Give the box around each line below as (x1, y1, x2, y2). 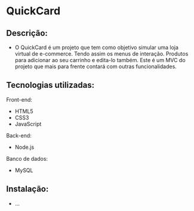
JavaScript (14, 120, 42, 127)
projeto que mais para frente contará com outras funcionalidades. (14, 63, 177, 70)
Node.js (14, 143, 35, 151)
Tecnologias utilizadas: (6, 80, 94, 90)
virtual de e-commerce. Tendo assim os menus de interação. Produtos (14, 50, 189, 57)
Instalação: (6, 184, 49, 194)
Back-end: (6, 132, 32, 139)
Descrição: (6, 28, 48, 38)
